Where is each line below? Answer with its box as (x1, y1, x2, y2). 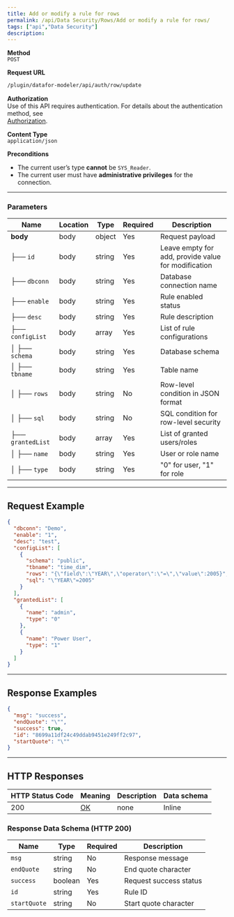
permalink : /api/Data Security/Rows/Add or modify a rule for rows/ (7, 17, 210, 24)
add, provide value (159, 252, 221, 262)
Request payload (159, 232, 216, 241)
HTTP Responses (7, 770, 84, 782)
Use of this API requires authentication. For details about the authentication (7, 102, 223, 110)
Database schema (159, 347, 219, 356)
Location (58, 220, 89, 230)
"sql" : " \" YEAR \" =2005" (25, 577, 95, 584)
